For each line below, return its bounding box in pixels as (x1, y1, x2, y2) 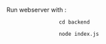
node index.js (59, 30, 99, 37)
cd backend (59, 19, 90, 26)
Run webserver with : (6, 6, 67, 14)
